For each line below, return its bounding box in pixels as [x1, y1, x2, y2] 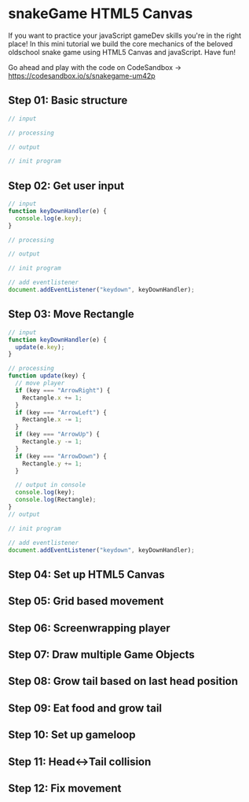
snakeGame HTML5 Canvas [8, 5, 193, 23]
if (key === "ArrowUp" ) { [15, 430, 101, 439]
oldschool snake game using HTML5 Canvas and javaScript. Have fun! [8, 47, 236, 57]
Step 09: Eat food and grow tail [8, 701, 163, 715]
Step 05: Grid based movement [8, 594, 164, 608]
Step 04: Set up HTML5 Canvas [8, 568, 165, 581]
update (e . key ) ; [15, 343, 65, 351]
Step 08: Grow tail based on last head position [8, 675, 238, 688]
